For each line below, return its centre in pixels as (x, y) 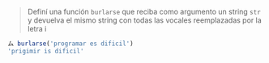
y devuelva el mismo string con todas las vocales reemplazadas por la (144, 20)
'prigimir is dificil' (46, 51)
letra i (37, 29)
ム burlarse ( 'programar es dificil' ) (71, 44)
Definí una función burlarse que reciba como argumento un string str (144, 12)
